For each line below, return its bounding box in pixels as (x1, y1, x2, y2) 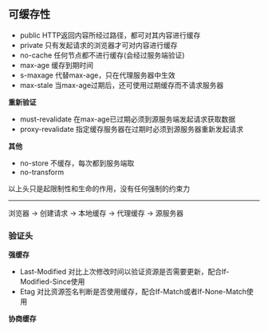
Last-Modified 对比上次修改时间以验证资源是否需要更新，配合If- (19, 267, 230, 277)
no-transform (19, 167, 65, 177)
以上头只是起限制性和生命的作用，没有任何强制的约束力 (8, 183, 190, 193)
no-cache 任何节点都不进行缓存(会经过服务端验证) (19, 50, 185, 60)
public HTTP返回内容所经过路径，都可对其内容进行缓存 (19, 30, 201, 40)
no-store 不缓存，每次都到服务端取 (19, 158, 135, 168)
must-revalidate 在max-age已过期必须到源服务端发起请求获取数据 (19, 114, 236, 124)
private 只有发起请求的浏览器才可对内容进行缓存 (19, 40, 178, 50)
